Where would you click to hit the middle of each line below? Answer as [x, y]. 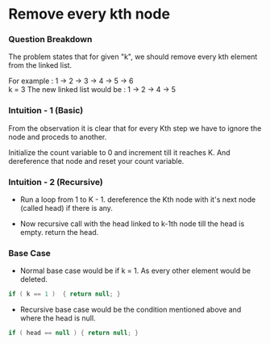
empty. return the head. [59, 233]
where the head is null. [58, 318]
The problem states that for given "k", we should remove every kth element [133, 57]
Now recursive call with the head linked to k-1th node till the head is [132, 224]
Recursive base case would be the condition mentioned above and [131, 310]
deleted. [34, 279]
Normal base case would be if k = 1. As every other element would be [135, 271]
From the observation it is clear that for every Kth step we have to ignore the [135, 128]
